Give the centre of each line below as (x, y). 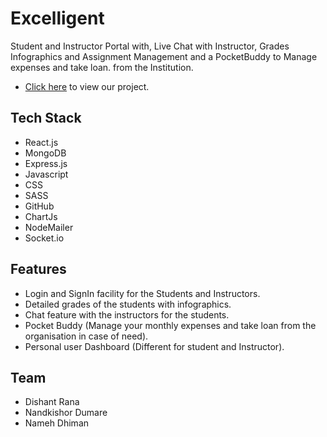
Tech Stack (46, 118)
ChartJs (41, 216)
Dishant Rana (52, 402)
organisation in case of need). (86, 336)
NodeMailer (49, 227)
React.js (41, 142)
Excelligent (57, 18)
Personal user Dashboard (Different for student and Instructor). (154, 346)
